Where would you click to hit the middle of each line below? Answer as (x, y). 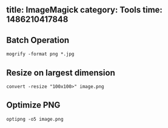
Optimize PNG (33, 105)
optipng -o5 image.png (35, 119)
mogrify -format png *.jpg (40, 54)
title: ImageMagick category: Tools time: (84, 10)
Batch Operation (38, 40)
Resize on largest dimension (61, 72)
